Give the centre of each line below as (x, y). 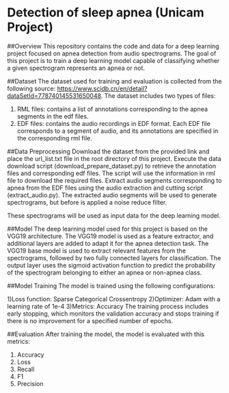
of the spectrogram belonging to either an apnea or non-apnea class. (105, 272)
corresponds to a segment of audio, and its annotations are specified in (118, 131)
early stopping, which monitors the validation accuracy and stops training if (113, 314)
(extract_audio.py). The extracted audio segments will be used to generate (112, 195)
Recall (26, 369)
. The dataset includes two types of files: (158, 96)
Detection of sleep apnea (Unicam (106, 13)
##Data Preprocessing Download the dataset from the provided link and (108, 151)
